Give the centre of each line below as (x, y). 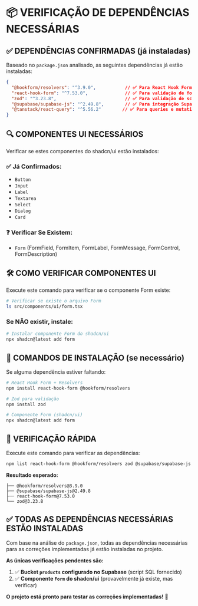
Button (23, 180)
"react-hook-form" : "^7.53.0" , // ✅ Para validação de (98, 93)
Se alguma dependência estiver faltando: (56, 372)
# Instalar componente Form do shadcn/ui (58, 334)
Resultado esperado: (32, 475)
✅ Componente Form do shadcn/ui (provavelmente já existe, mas (94, 578)
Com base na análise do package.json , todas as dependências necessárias (97, 543)
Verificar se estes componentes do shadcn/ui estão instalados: (82, 151)
